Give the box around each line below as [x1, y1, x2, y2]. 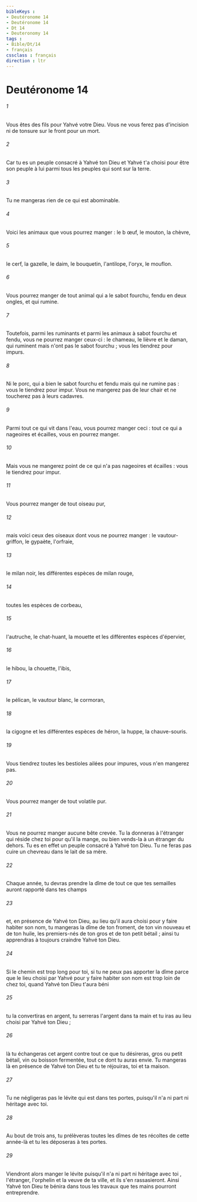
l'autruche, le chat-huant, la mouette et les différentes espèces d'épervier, [6, 633, 186, 640]
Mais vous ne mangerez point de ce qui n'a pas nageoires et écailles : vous [6, 462, 188, 469]
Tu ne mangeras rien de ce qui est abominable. [6, 197, 121, 204]
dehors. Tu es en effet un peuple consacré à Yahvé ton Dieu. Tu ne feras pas [6, 842, 192, 849]
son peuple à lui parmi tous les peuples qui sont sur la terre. [6, 165, 151, 172]
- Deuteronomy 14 [6, 31, 49, 36]
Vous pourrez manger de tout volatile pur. [6, 798, 107, 805]
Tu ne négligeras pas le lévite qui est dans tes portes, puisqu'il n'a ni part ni [6, 1094, 189, 1101]
